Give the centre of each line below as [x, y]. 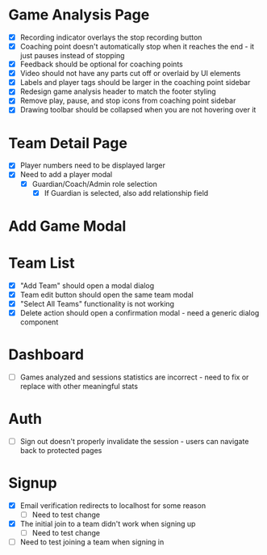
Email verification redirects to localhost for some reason [113, 505]
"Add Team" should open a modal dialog [87, 286]
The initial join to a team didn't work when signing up [108, 524]
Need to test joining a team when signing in [92, 542]
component [39, 322]
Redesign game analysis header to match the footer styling [118, 91]
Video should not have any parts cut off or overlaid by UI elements [130, 74]
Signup [33, 483]
